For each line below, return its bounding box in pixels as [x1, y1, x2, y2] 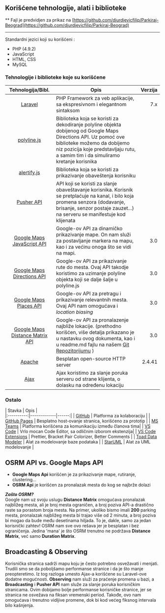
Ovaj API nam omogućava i [55, 302, 118, 309]
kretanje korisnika [55, 158, 97, 165]
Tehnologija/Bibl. [9, 87, 50, 93]
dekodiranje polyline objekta [55, 121, 121, 128]
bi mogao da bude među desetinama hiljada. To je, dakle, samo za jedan [5, 518, 151, 524]
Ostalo [5, 397, 21, 404]
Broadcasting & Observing [5, 548, 87, 556]
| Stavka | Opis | [5, 408, 38, 413]
